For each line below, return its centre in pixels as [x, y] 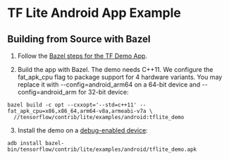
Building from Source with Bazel [79, 39]
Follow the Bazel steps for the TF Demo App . [82, 56]
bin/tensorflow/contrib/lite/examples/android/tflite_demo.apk [102, 149]
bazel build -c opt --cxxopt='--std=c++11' [72, 105]
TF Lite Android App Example [94, 13]
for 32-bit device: [103, 92]
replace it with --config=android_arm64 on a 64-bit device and [109, 85]
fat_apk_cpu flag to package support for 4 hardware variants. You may [120, 77]
